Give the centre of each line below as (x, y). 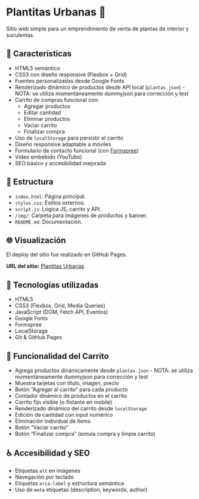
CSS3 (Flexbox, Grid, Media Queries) (60, 306)
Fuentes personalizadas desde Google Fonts (69, 80)
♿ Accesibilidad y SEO (48, 453)
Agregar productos (47, 106)
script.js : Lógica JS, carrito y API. (58, 209)
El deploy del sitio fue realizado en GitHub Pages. (67, 255)
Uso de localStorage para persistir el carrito (69, 138)
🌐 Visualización (36, 240)
